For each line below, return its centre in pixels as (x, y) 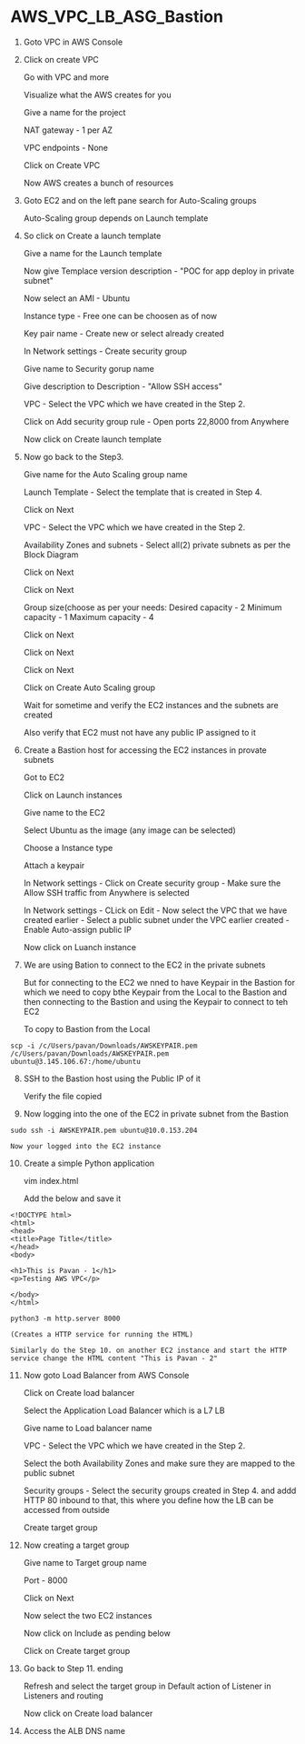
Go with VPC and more (66, 77)
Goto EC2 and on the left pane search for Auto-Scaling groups (140, 200)
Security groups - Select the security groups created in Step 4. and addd (160, 1490)
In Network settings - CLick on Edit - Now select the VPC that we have (155, 910)
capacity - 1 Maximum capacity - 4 (89, 616)
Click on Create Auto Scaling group (89, 687)
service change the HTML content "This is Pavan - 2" (114, 1358)
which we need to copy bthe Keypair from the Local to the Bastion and (155, 992)
